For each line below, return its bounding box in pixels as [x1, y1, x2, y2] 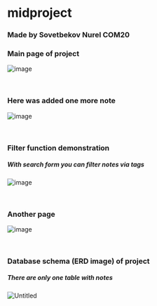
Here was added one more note [7, 96, 116, 106]
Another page [7, 209, 55, 219]
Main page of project [7, 49, 79, 59]
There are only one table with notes [7, 274, 114, 282]
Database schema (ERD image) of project [7, 256, 150, 266]
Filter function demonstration [7, 142, 110, 152]
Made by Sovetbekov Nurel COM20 [7, 30, 130, 40]
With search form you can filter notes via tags [7, 160, 145, 169]
